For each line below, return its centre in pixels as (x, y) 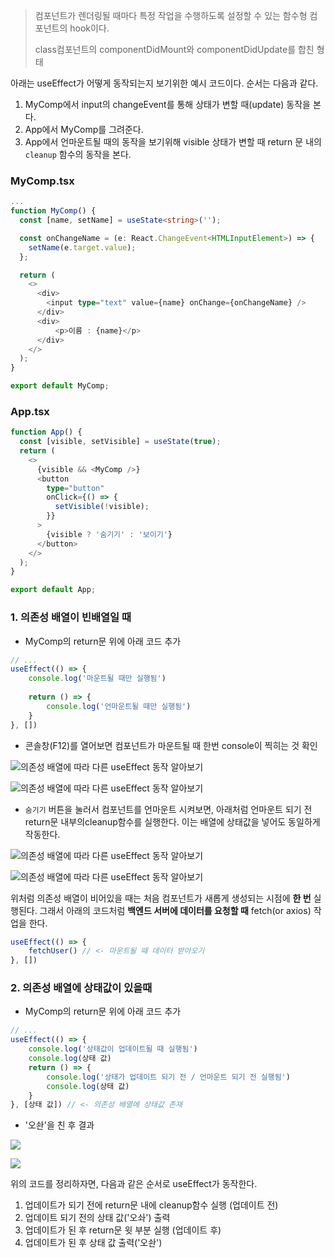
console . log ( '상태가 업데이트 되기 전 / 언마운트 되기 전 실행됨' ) (168, 1077)
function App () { (46, 432)
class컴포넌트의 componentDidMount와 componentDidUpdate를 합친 (174, 49)
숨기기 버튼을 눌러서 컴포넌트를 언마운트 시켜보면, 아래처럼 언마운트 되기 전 (168, 809)
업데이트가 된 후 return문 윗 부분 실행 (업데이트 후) (123, 1230)
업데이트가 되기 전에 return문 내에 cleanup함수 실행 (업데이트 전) (151, 1205)
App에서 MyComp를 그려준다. (84, 129)
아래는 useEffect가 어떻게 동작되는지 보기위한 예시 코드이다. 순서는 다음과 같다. (164, 83)
